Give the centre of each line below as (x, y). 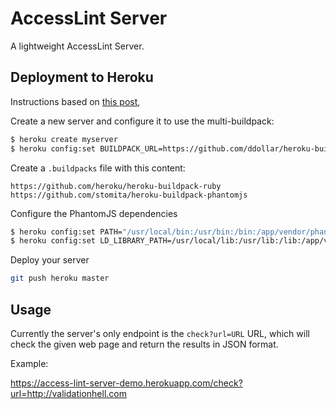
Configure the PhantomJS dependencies (94, 213)
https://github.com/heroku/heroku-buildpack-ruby (116, 186)
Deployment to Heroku (82, 77)
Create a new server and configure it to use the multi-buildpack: (142, 121)
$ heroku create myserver (64, 139)
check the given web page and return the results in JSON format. (144, 344)
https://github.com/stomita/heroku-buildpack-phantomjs (129, 195)
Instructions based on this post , (75, 101)
